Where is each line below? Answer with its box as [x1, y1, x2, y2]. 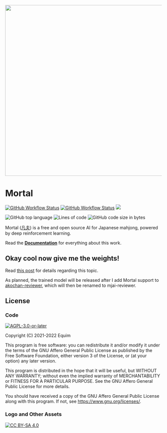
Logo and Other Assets [5, 411, 62, 418]
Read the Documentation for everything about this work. [5, 240, 122, 246]
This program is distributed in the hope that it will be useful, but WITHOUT [5, 368, 157, 374]
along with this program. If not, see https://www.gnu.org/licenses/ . [5, 398, 142, 405]
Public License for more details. [5, 383, 70, 390]
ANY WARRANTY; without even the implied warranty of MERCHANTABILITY [5, 373, 161, 379]
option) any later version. [5, 358, 56, 364]
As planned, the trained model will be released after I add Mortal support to [5, 277, 159, 283]
